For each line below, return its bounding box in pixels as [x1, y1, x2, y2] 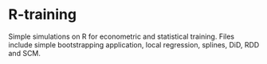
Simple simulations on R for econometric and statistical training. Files [8, 32, 235, 41]
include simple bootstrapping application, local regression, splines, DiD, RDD [8, 40, 260, 49]
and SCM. [8, 48, 41, 58]
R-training [8, 6, 77, 24]
